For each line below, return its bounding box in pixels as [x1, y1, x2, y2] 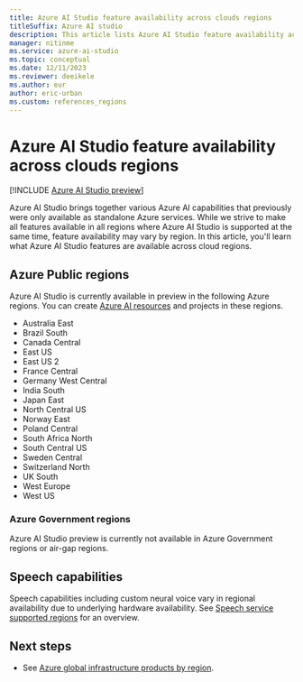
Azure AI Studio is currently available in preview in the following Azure [9, 290, 270, 302]
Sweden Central [22, 452, 83, 463]
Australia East [22, 318, 74, 329]
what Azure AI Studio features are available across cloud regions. [9, 241, 252, 252]
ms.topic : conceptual [9, 55, 91, 64]
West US [22, 491, 56, 502]
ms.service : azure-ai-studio [9, 47, 119, 56]
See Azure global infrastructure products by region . [22, 662, 215, 673]
